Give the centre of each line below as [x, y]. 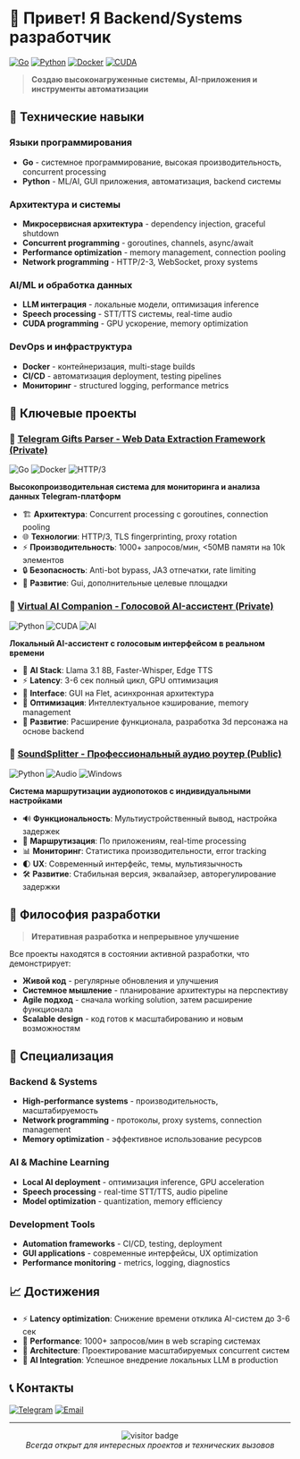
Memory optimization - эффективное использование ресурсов [142, 1139]
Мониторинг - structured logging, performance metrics [125, 385]
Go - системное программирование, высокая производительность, [152, 162]
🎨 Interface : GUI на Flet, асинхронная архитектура [118, 693]
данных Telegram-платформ [65, 497]
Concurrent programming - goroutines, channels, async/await [138, 243]
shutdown [41, 233]
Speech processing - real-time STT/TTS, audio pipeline [125, 1191]
